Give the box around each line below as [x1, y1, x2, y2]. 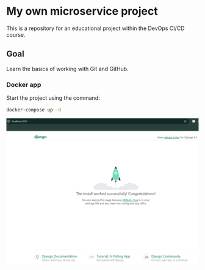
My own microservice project [6, 4, 158, 18]
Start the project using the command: [6, 94, 100, 102]
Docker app [6, 80, 41, 89]
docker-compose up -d [6, 107, 62, 113]
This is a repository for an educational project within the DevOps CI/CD [6, 24, 185, 32]
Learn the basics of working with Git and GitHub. [6, 65, 129, 72]
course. [6, 31, 26, 38]
